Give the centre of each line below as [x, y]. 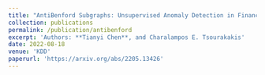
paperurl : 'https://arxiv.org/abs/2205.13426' [86, 59]
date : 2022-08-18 [37, 45]
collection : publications [50, 23]
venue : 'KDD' [30, 52]
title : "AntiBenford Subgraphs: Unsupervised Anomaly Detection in [121, 15]
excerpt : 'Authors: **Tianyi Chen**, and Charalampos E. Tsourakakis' [127, 37]
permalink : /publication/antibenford [70, 30]
